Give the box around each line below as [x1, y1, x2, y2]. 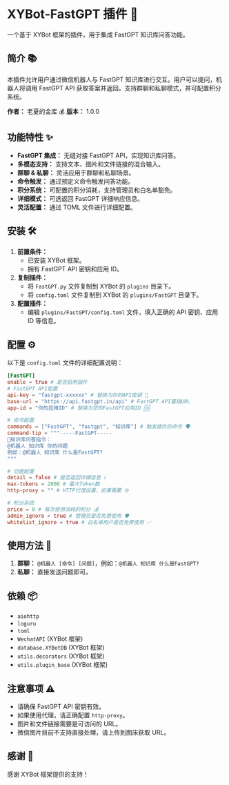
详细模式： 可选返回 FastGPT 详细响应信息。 [17, 194, 143, 202]
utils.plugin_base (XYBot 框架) [17, 661, 108, 669]
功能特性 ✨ [7, 132, 54, 144]
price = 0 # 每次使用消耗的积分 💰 [7, 505, 99, 513]
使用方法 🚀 [7, 539, 52, 551]
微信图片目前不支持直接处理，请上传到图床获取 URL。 [17, 728, 170, 736]
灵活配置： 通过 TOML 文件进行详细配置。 [17, 203, 137, 211]
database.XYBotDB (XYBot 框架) [17, 643, 105, 652]
